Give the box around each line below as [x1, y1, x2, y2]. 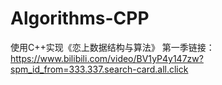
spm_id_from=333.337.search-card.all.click [10, 63, 189, 75]
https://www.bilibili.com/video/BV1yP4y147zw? [10, 52, 204, 64]
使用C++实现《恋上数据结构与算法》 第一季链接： [10, 41, 215, 53]
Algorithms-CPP [10, 7, 150, 30]
